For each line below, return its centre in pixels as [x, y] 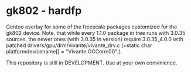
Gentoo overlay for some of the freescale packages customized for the [92, 27]
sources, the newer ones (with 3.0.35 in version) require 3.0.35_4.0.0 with [95, 39]
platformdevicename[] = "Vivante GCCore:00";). [64, 51]
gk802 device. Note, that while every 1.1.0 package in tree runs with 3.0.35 [96, 33]
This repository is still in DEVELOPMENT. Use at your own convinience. [92, 63]
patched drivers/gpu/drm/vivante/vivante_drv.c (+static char [79, 45]
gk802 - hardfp [44, 11]
